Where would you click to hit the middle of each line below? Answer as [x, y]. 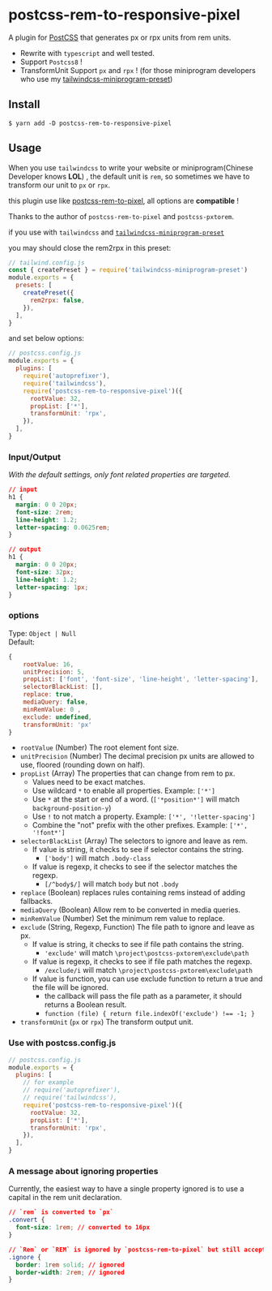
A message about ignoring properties [83, 1171]
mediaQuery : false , [56, 702]
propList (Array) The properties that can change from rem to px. [127, 773]
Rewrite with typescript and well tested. [87, 53]
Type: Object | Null [42, 633]
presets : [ [34, 286]
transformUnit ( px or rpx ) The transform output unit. [107, 1022]
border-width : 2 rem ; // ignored [70, 1272]
